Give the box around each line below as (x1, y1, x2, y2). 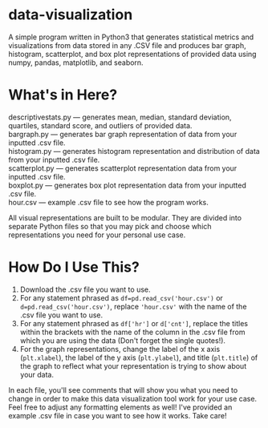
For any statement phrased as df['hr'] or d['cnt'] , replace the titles (19, 318, 249, 328)
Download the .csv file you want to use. (19, 285, 151, 294)
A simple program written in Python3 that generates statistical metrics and (8, 32, 254, 42)
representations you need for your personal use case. (8, 230, 186, 240)
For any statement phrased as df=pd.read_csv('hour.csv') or (19, 293, 223, 302)
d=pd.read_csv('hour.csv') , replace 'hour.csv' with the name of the (19, 301, 247, 311)
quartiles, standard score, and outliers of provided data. (8, 120, 193, 130)
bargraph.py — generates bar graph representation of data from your (8, 129, 238, 139)
